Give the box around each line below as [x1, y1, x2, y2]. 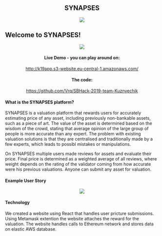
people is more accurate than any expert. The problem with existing [5, 131, 141, 137]
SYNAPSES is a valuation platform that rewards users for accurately [5, 110, 142, 116]
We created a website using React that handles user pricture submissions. [5, 210, 154, 216]
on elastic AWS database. [5, 226, 57, 232]
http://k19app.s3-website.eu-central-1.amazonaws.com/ [25, 66, 139, 72]
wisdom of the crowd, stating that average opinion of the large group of [5, 126, 149, 131]
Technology [5, 200, 30, 206]
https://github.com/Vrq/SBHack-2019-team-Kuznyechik [26, 88, 138, 94]
